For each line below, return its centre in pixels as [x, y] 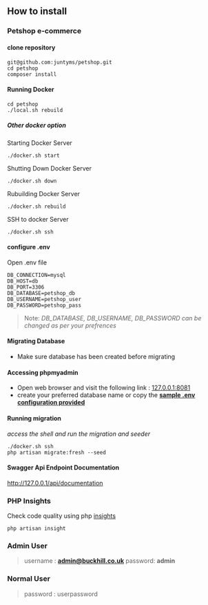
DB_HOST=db [23, 281]
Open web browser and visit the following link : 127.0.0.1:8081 [104, 388]
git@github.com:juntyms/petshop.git [60, 62]
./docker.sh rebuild [37, 207]
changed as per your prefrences [70, 325]
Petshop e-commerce [44, 31]
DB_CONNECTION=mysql [37, 275]
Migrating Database [36, 341]
